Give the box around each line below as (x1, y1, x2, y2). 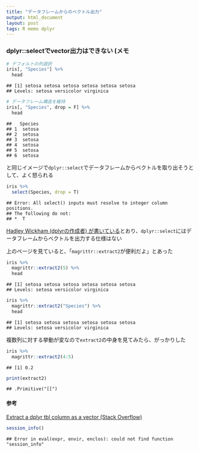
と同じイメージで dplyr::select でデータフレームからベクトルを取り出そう (6, 163, 189, 171)
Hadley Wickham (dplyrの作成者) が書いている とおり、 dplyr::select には (6, 227, 186, 234)
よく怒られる (21, 171, 54, 179)
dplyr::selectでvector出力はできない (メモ (6, 46, 129, 55)
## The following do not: (6, 211, 71, 217)
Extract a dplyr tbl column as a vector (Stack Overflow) (6, 413, 142, 420)
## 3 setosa (6, 136, 39, 142)
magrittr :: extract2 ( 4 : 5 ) (11, 353, 74, 360)
